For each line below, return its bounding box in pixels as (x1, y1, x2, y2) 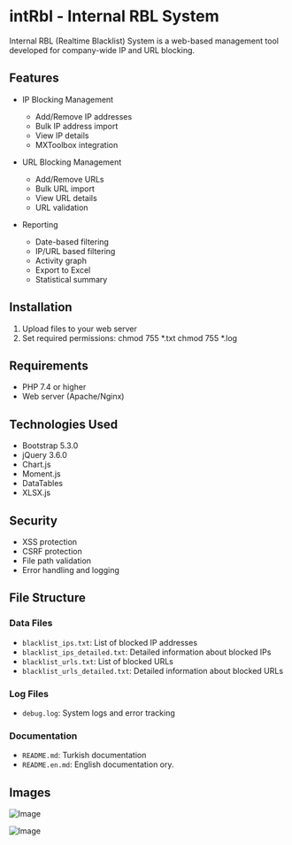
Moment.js (21, 469, 61, 479)
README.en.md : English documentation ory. (21, 759, 174, 770)
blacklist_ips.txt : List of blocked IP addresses (21, 637, 197, 647)
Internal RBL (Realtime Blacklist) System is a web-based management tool (9, 35, 279, 46)
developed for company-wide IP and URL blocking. (9, 44, 196, 55)
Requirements (9, 358, 88, 373)
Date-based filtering (35, 236, 109, 247)
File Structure (9, 591, 86, 606)
